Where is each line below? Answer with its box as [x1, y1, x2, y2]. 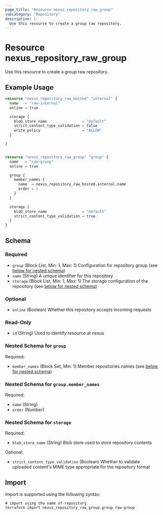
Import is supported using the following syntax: [5, 491, 101, 497]
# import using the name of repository [5, 501, 87, 506]
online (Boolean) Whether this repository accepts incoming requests [12, 307, 152, 313]
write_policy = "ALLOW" [14, 128, 102, 133]
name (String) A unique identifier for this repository [12, 273, 113, 279]
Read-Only [5, 319, 32, 326]
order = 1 [18, 187, 38, 192]
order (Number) [12, 407, 44, 413]
